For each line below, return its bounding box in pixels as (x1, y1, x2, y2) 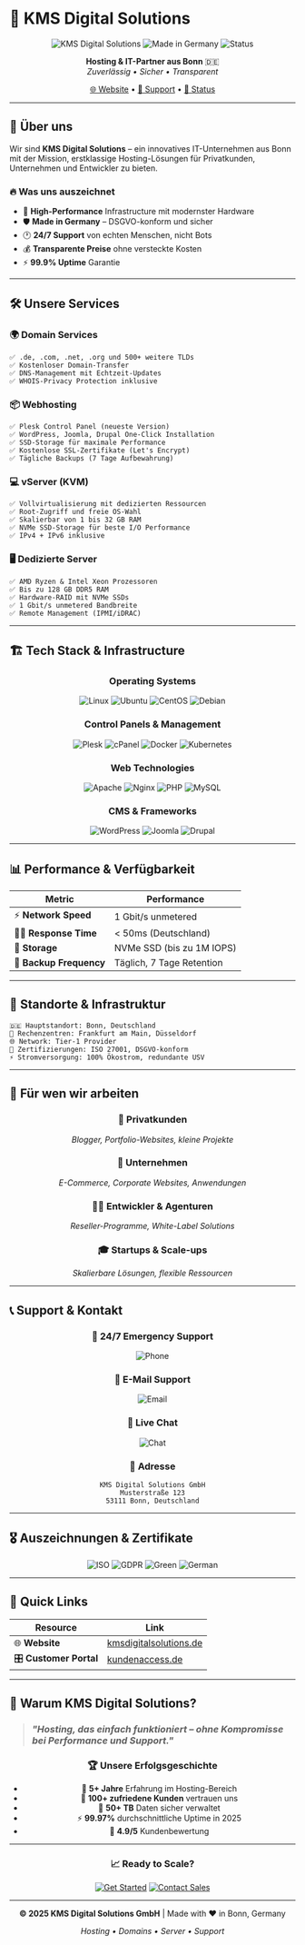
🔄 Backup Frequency (14, 957, 106, 969)
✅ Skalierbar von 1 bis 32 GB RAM (9, 515, 142, 525)
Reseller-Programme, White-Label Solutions (70, 1221, 235, 1232)
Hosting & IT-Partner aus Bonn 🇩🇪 (85, 55, 220, 66)
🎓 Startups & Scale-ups (97, 1244, 208, 1256)
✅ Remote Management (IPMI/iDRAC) (9, 609, 142, 618)
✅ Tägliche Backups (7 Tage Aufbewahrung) (9, 454, 174, 463)
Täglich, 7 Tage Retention (113, 957, 223, 969)
